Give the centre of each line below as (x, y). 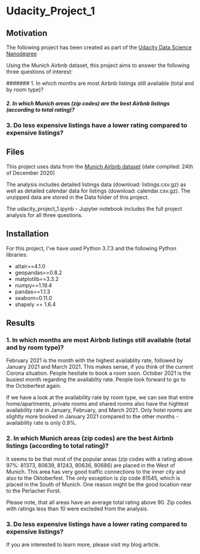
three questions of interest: (39, 72)
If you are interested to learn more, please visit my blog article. (83, 544)
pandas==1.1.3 (33, 292)
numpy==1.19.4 (33, 285)
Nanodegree (21, 54)
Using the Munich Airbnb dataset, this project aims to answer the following (98, 65)
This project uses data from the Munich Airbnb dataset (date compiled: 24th (100, 166)
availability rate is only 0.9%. (41, 423)
